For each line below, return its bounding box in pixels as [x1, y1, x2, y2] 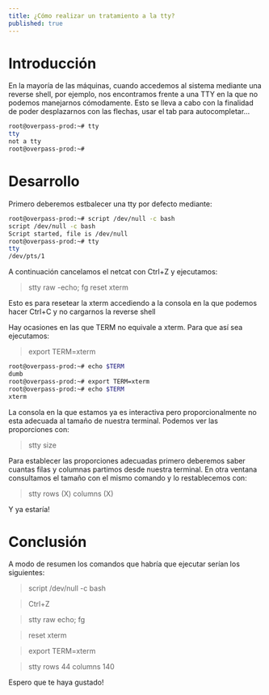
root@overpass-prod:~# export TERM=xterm [8, 377, 150, 385]
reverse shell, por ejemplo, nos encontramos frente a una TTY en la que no [8, 90, 258, 100]
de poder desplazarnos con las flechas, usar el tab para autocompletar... [8, 107, 250, 117]
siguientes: [8, 568, 45, 578]
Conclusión [8, 532, 87, 551]
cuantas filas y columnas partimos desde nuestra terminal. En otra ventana [8, 464, 258, 474]
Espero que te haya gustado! [8, 677, 104, 688]
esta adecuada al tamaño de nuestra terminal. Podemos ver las [8, 416, 218, 426]
